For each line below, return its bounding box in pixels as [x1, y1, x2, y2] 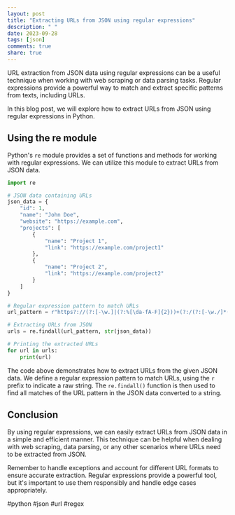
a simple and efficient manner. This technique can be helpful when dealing [7, 435, 222, 444]
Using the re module [7, 132, 97, 144]
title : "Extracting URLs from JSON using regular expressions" [7, 17, 196, 24]
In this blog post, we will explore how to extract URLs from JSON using [7, 104, 211, 113]
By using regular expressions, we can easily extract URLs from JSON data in [7, 427, 227, 436]
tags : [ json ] [7, 36, 45, 43]
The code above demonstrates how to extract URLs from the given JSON [7, 366, 218, 375]
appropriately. [7, 486, 48, 494]
